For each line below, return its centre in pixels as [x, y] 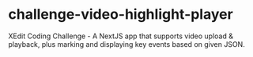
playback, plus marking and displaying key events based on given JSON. [126, 44]
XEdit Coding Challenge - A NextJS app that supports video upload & [121, 36]
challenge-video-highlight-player [121, 14]
